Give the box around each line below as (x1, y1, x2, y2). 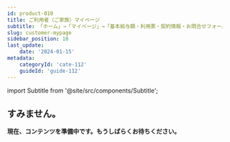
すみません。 (7, 108, 62, 119)
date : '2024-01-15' (19, 49, 75, 56)
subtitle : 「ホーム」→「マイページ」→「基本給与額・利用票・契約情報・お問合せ (7, 23, 207, 29)
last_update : (7, 42, 44, 49)
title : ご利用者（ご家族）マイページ (7, 16, 101, 23)
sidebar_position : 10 (7, 36, 69, 43)
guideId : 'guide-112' (19, 67, 81, 74)
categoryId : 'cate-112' (19, 61, 88, 68)
